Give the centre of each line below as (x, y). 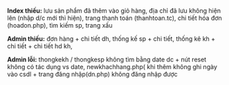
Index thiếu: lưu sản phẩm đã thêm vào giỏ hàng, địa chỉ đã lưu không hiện (114, 11)
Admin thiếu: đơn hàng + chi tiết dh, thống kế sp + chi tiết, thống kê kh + (111, 39)
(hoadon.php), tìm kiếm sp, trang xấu (60, 25)
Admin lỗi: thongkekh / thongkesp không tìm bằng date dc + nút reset (107, 59)
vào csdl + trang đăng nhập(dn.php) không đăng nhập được (92, 74)
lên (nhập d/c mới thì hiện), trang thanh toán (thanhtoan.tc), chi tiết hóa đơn (115, 18)
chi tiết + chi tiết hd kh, (40, 46)
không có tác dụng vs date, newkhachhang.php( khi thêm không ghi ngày (112, 67)
